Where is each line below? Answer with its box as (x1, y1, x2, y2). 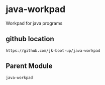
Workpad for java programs (6, 20, 63, 26)
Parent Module (6, 62, 53, 70)
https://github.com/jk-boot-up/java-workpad (6, 48, 100, 53)
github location (6, 35, 54, 43)
